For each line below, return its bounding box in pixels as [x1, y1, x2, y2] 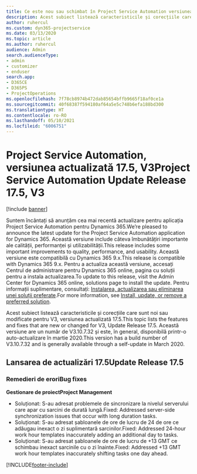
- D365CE [6, 80, 28, 86]
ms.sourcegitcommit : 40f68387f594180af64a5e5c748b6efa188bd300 [6, 101, 164, 107]
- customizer [6, 63, 38, 69]
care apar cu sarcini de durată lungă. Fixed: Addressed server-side [14, 406, 175, 413]
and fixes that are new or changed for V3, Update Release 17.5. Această [6, 321, 179, 329]
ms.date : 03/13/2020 [6, 31, 57, 36]
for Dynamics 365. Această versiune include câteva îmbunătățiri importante [6, 236, 189, 243]
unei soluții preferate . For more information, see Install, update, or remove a [6, 291, 187, 298]
